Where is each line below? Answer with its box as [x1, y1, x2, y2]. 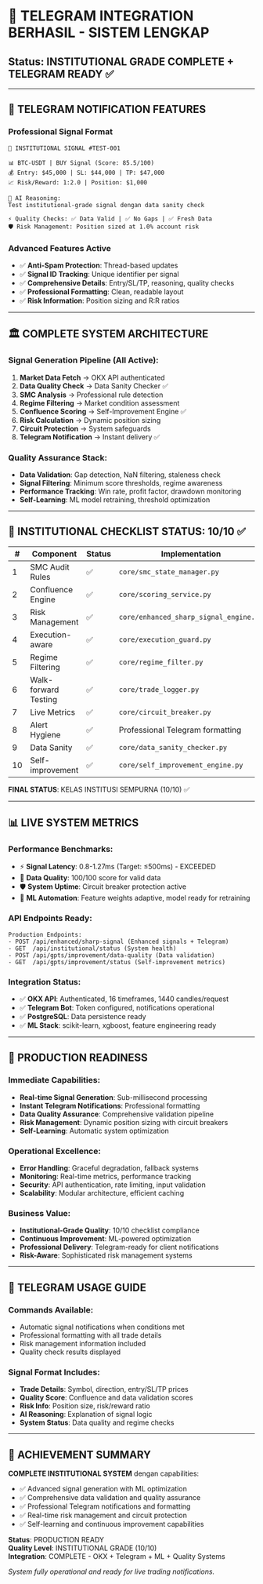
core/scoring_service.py [118, 590, 211, 599]
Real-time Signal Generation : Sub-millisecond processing [19, 1092, 207, 1102]
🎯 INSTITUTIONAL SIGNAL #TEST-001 [8, 144, 121, 152]
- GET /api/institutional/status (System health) [8, 945, 177, 952]
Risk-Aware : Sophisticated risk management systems [19, 1251, 193, 1260]
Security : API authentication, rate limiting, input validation [19, 1180, 206, 1189]
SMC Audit [30, 561, 70, 572]
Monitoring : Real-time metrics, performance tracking [19, 1172, 192, 1182]
